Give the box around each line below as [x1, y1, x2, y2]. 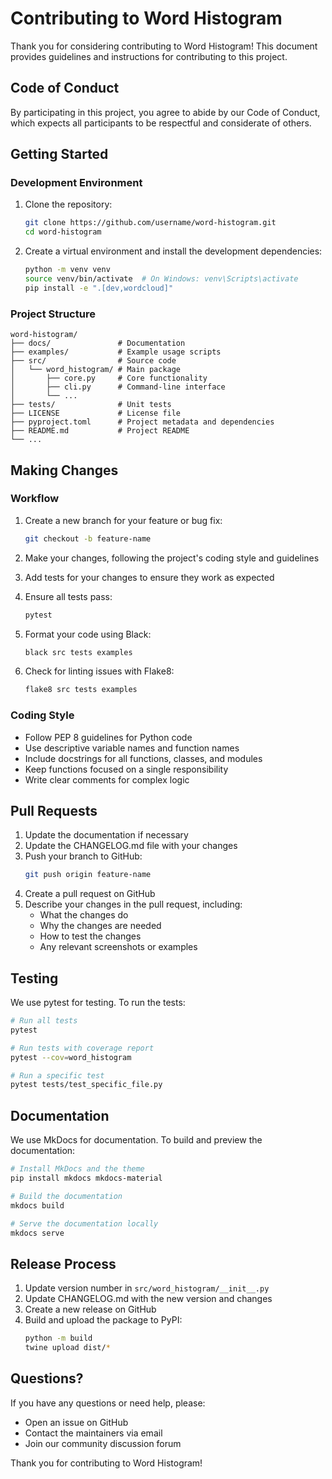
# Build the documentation [10, 1191, 123, 1201]
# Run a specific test [10, 1070, 105, 1081]
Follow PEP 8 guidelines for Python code [24, 731, 193, 743]
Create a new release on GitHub [24, 1303, 157, 1316]
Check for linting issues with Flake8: [24, 665, 175, 677]
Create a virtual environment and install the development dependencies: [24, 245, 323, 257]
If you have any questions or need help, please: [10, 1397, 206, 1409]
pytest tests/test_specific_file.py [10, 1080, 163, 1090]
